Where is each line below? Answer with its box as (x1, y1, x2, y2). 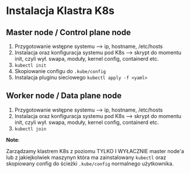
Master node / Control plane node (6, 27, 131, 37)
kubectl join (14, 126, 47, 132)
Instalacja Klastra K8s (6, 4, 115, 18)
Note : (6, 136, 20, 143)
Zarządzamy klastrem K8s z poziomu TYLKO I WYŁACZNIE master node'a (6, 147, 184, 154)
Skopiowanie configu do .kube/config (14, 68, 106, 74)
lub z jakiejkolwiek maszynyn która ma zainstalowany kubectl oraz (6, 154, 167, 161)
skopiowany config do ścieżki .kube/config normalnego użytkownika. (6, 160, 174, 167)
